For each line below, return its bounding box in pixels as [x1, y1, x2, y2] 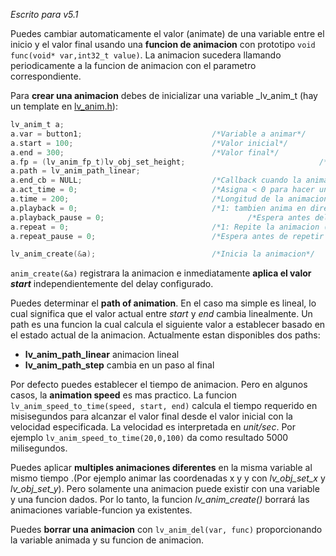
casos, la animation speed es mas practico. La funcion [10, 389, 238, 401]
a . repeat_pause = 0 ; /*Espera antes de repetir [10, 231, 325, 241]
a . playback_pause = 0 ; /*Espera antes [10, 212, 311, 223]
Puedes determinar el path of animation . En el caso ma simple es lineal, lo [10, 297, 317, 309]
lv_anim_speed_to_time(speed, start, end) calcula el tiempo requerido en [10, 400, 318, 412]
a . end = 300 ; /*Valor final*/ [10, 147, 280, 158]
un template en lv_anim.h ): [10, 100, 118, 112]
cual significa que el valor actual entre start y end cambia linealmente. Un [10, 308, 313, 320]
